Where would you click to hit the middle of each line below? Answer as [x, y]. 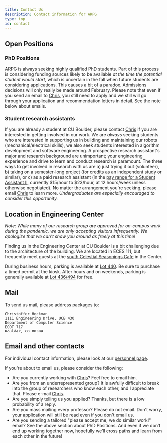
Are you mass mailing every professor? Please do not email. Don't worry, [87, 409]
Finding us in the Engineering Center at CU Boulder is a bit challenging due [82, 246]
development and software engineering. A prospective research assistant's [82, 151]
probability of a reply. [34, 404]
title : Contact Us [24, 10]
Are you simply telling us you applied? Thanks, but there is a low [78, 399]
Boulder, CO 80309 [24, 331]
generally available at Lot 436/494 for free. [49, 277]
